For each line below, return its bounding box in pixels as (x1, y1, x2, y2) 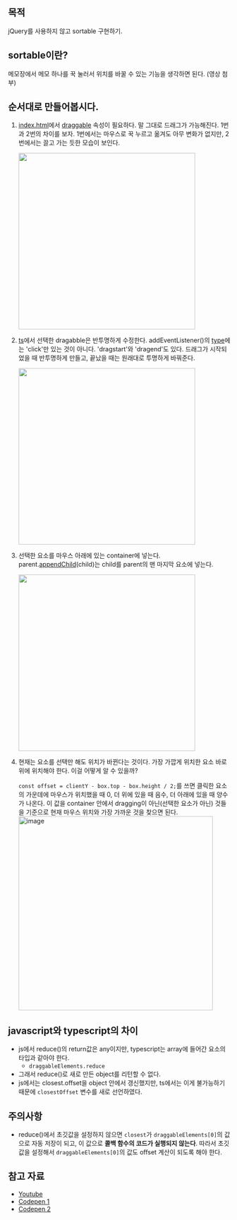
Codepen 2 (18, 1204, 51, 1213)
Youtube (18, 1190, 43, 1198)
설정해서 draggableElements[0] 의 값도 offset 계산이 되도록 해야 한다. (31, 1148, 223, 1156)
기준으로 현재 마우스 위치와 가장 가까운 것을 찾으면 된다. (25, 808, 178, 816)
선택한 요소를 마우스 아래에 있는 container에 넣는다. (18, 551, 161, 560)
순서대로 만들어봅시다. (8, 101, 99, 113)
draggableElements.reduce (28, 1063, 105, 1070)
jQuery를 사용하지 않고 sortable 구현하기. (8, 27, 123, 35)
